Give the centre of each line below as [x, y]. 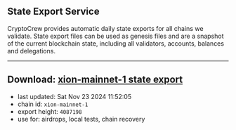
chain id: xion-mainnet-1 [53, 104]
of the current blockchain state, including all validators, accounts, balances [116, 43]
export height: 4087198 [50, 111]
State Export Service [53, 12]
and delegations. [32, 51]
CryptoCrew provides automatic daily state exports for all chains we [105, 28]
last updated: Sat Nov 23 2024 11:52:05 [74, 96]
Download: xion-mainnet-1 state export [95, 80]
